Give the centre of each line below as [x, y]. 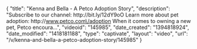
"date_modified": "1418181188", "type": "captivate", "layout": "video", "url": [97, 34]
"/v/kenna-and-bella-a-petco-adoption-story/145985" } [74, 40]
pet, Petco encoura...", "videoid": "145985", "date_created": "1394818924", [98, 27]
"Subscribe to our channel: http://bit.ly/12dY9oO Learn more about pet [92, 15]
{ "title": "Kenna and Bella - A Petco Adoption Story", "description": [88, 9]
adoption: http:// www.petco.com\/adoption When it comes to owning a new [99, 21]
